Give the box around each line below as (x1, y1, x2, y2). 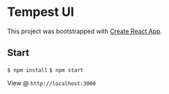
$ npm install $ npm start (7, 66, 84, 73)
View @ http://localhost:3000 (7, 79, 96, 87)
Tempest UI (7, 4, 74, 20)
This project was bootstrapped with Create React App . (7, 27, 163, 35)
